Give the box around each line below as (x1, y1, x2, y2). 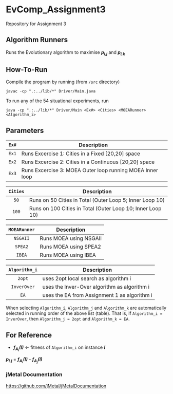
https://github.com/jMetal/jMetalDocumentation (6, 383, 107, 389)
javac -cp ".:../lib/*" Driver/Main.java (6, 89, 96, 94)
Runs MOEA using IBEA (40, 252, 97, 259)
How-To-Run (6, 65, 48, 74)
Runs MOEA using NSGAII (40, 235, 102, 242)
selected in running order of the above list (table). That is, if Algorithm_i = (6, 310, 163, 316)
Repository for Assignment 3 (6, 21, 66, 27)
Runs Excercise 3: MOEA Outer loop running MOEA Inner (21, 167, 159, 174)
